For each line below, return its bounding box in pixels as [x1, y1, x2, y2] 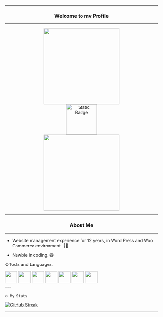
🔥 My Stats [5, 293, 28, 298]
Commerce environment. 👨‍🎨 [12, 243, 69, 248]
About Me [69, 222, 94, 229]
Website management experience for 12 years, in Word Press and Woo [12, 237, 153, 243]
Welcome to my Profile [54, 12, 109, 19]
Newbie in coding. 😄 [12, 252, 54, 258]
